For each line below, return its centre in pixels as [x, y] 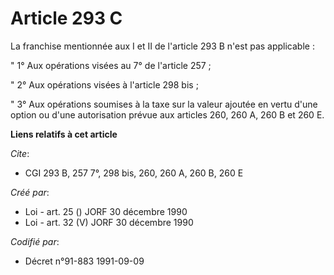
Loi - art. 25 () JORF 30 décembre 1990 [106, 211]
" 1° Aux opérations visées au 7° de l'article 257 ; [111, 65]
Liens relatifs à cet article [64, 134]
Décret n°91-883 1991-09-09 [84, 261]
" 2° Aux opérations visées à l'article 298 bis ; [104, 84]
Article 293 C [66, 18]
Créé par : [30, 192]
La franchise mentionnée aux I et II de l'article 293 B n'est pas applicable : [162, 46]
